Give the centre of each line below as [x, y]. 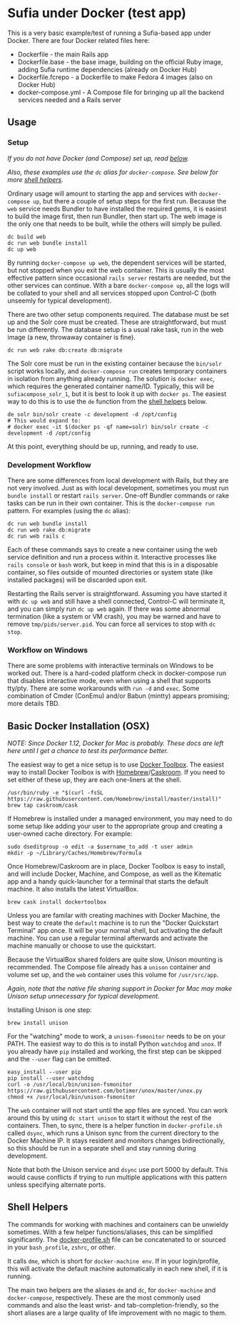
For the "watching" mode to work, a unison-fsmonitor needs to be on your [117, 1036]
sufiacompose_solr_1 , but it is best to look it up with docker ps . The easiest [117, 393]
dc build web [27, 237]
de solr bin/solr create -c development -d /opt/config [92, 414]
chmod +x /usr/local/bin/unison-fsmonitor [71, 1097]
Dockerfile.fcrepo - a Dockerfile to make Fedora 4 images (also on [115, 77]
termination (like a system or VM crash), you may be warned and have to [114, 616]
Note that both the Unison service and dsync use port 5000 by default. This [118, 1170]
